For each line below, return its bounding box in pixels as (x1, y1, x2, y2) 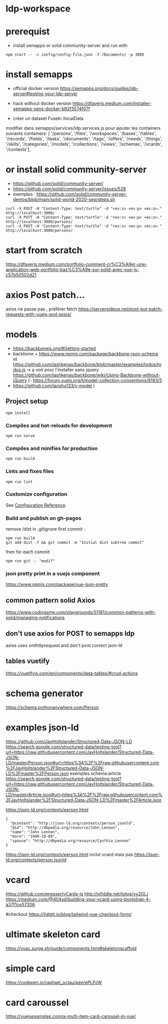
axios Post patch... (5, 289, 85, 301)
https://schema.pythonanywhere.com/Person (5, 704, 99, 710)
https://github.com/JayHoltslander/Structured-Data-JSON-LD (5, 738, 133, 744)
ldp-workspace (5, 3, 71, 15)
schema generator (5, 688, 84, 699)
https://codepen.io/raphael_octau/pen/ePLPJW (5, 979, 102, 985)
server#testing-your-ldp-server (12, 91, 78, 97)
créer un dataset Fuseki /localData (12, 116, 84, 122)
